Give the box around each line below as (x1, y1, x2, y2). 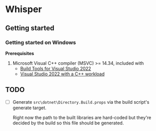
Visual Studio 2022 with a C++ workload (20, 71, 105, 77)
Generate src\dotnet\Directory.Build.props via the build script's (12, 99, 149, 105)
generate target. (12, 105, 47, 111)
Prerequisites (5, 50, 34, 56)
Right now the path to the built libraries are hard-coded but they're (12, 114, 151, 120)
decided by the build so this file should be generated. (12, 120, 124, 126)
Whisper (5, 4, 42, 15)
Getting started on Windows (5, 39, 76, 46)
